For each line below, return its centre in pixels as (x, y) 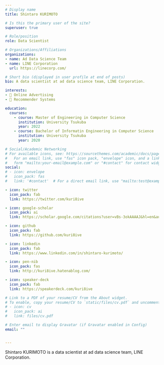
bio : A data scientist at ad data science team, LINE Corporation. (75, 81)
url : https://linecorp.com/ (38, 68)
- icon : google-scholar (29, 208)
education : (16, 108)
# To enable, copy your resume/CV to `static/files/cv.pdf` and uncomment (83, 302)
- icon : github (20, 226)
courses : (18, 113)
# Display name (20, 10)
